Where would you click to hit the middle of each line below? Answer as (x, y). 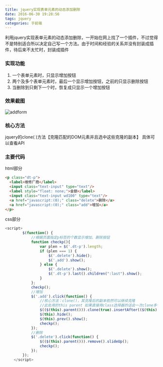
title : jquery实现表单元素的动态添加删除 (43, 9)
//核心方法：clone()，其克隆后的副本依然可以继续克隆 (87, 301)
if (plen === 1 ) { (58, 251)
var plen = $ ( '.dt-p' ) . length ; (71, 246)
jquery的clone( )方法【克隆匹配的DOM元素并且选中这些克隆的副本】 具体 (78, 137)
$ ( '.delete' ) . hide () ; (70, 256)
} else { (48, 265)
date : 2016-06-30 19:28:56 (32, 14)
